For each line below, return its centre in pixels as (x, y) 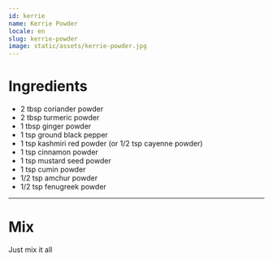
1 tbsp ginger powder (56, 126)
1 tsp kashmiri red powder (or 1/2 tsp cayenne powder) (111, 144)
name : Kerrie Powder (43, 24)
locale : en (27, 31)
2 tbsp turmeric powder (60, 118)
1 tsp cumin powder (53, 170)
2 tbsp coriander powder (62, 109)
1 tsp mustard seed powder (65, 161)
